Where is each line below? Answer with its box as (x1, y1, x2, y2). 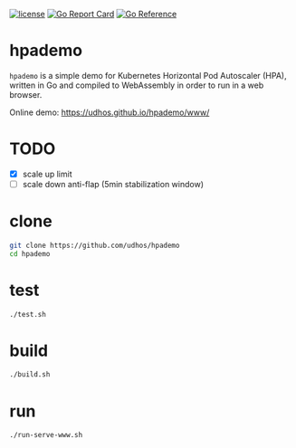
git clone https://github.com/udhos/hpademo (9, 241, 180, 250)
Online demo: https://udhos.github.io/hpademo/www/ (9, 107, 210, 118)
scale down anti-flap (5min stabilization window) (22, 178, 205, 189)
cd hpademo (9, 249, 51, 258)
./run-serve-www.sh (9, 431, 83, 440)
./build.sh (9, 370, 51, 379)
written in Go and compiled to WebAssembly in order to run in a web (9, 80, 264, 91)
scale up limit (22, 168, 72, 179)
